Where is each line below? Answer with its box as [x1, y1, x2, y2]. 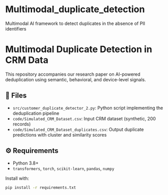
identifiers [5, 25, 26, 31]
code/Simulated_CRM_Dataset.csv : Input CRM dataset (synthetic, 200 [12, 115, 156, 121]
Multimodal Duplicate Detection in [5, 44, 153, 55]
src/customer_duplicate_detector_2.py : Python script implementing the [12, 105, 163, 111]
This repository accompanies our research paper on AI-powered [5, 71, 141, 77]
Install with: [5, 175, 30, 181]
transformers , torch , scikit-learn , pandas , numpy [12, 165, 115, 171]
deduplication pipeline [12, 110, 60, 116]
